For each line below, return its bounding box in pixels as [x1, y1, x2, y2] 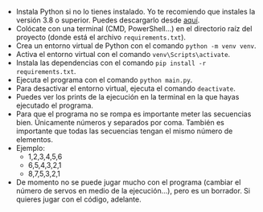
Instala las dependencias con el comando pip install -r [15, 58, 207, 67]
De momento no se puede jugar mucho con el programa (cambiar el [15, 177, 241, 187]
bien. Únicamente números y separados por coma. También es [15, 118, 225, 127]
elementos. [15, 135, 54, 144]
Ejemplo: [15, 144, 46, 153]
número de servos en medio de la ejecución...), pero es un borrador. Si [15, 186, 251, 195]
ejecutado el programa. [15, 100, 94, 110]
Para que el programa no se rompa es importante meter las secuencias [15, 109, 252, 119]
